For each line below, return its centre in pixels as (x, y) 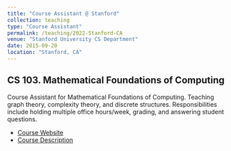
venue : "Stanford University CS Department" (73, 39)
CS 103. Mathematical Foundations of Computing (116, 80)
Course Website (40, 132)
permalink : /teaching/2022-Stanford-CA (65, 33)
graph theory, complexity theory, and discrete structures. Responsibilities (112, 104)
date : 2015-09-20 (32, 46)
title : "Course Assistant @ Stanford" (63, 14)
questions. (22, 119)
